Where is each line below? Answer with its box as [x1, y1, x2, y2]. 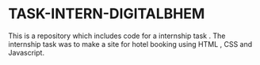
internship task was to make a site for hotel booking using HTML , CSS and [8, 39, 253, 48]
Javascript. [8, 48, 45, 57]
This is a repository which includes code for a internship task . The [8, 31, 226, 40]
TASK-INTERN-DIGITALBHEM [8, 5, 205, 23]
